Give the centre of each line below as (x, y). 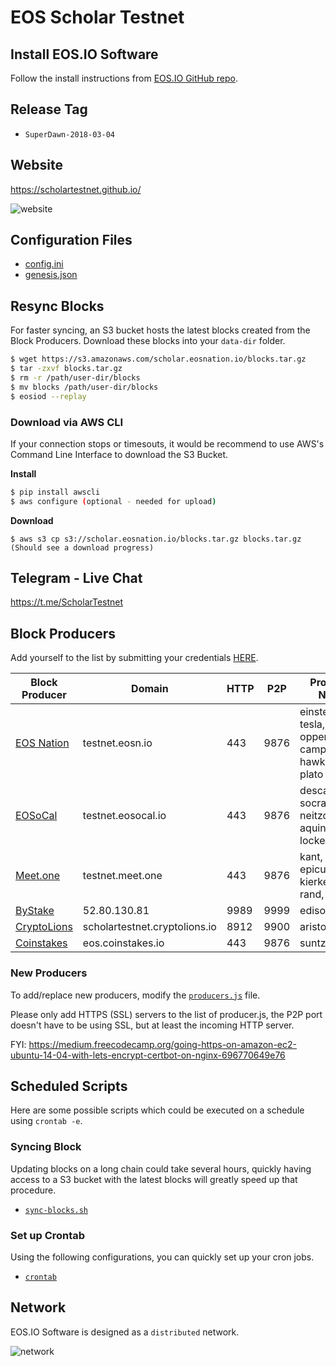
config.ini (44, 264)
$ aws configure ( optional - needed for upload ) (113, 501)
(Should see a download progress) (82, 547)
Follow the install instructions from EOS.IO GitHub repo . (124, 78)
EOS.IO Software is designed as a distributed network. (125, 1332)
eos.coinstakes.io (123, 943)
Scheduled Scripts (69, 1086)
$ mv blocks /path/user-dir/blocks (84, 387)
